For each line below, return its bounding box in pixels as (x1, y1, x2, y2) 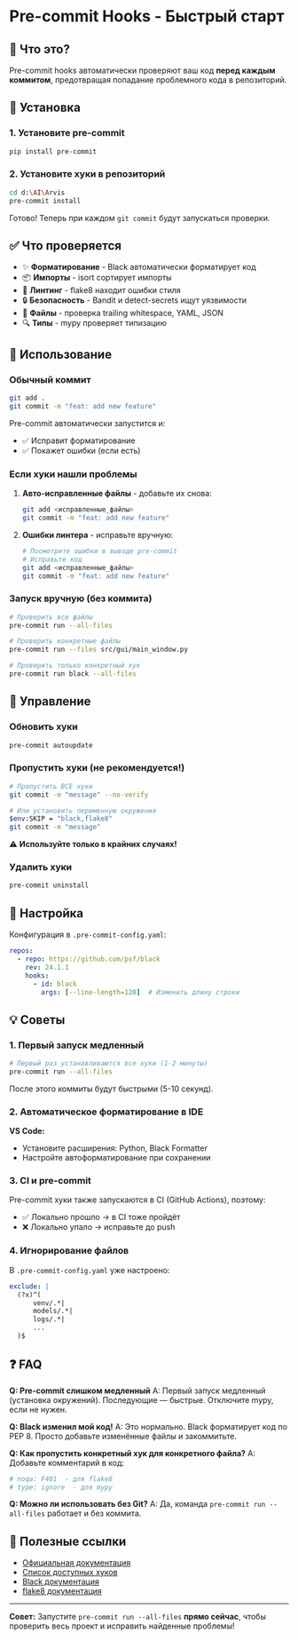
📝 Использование (9, 346, 113, 361)
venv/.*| (32, 1298, 66, 1307)
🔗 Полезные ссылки (9, 1533, 127, 1549)
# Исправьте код (21, 555, 82, 564)
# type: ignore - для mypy (9, 1483, 114, 1492)
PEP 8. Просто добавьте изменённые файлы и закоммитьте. (9, 1430, 238, 1441)
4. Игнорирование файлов (9, 1245, 129, 1257)
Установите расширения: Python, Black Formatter (21, 1143, 208, 1153)
